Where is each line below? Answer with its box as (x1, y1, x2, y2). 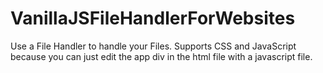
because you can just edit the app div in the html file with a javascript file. (10, 50, 313, 62)
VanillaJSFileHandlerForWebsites (10, 7, 296, 30)
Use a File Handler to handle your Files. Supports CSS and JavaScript (10, 40, 297, 52)
